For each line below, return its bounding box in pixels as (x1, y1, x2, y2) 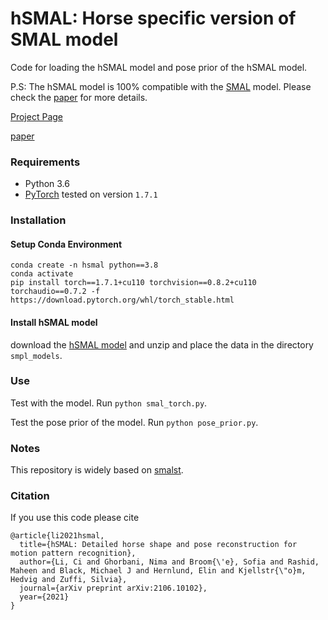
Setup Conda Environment (10, 238, 123, 250)
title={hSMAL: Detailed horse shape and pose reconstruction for (19, 540, 298, 550)
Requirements (10, 155, 81, 169)
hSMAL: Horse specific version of (10, 7, 297, 30)
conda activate (10, 269, 74, 279)
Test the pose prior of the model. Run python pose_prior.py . (10, 416, 259, 428)
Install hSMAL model (10, 316, 98, 328)
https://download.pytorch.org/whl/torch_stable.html (10, 295, 235, 306)
